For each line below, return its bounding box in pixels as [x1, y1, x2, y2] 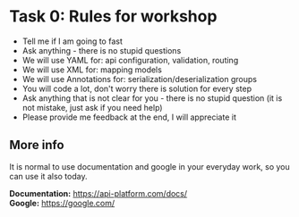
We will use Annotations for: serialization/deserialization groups [21, 73, 258, 84]
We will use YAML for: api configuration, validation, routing [21, 54, 239, 65]
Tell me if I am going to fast [21, 36, 123, 46]
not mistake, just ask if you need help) [21, 102, 163, 113]
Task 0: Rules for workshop [9, 6, 218, 27]
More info [9, 138, 64, 153]
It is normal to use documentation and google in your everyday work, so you [9, 161, 291, 171]
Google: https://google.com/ [9, 197, 115, 208]
